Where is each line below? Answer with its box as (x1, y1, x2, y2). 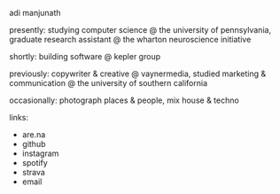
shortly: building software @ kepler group (9, 51, 161, 61)
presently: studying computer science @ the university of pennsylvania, (9, 25, 272, 35)
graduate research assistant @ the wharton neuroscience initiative (9, 35, 252, 44)
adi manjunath (9, 8, 61, 18)
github (21, 139, 46, 149)
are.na (21, 129, 46, 140)
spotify (21, 158, 49, 167)
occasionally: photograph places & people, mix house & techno (9, 95, 239, 105)
